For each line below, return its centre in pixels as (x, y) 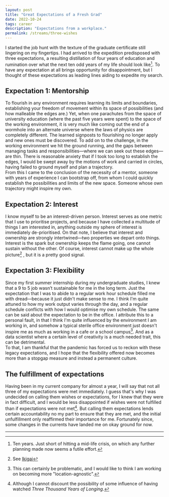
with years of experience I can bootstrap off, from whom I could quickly (79, 178)
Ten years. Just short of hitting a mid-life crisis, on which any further (83, 444)
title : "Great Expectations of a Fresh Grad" (54, 15)
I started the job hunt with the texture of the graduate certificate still (75, 48)
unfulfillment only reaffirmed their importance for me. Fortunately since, (79, 419)
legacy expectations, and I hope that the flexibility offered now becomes (80, 353)
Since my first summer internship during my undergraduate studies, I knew (82, 283)
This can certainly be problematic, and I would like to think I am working (87, 468)
